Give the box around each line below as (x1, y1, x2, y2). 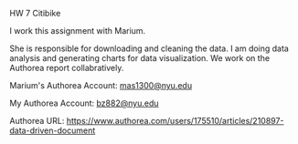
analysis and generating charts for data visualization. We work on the (9, 53, 271, 63)
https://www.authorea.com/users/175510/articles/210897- (66, 116, 284, 126)
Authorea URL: (9, 116, 65, 126)
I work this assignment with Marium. (9, 26, 146, 36)
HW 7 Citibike (9, 8, 61, 18)
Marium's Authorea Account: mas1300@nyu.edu (9, 80, 193, 90)
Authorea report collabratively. (9, 63, 124, 73)
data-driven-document (9, 125, 96, 136)
